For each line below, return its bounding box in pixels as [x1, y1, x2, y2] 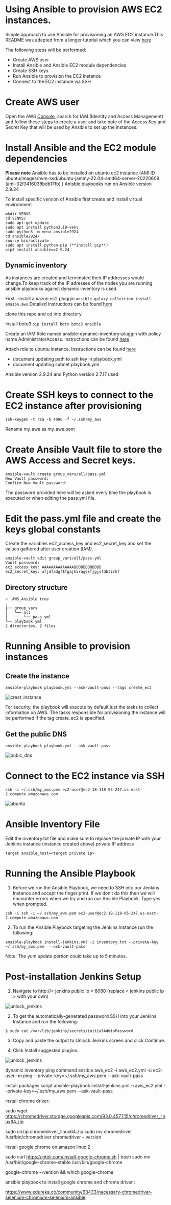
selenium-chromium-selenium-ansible [5, 1194, 86, 1200]
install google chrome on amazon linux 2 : [5, 1144, 93, 1150]
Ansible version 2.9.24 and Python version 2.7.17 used [5, 371, 119, 377]
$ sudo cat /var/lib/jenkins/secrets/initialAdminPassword [5, 1028, 134, 1034]
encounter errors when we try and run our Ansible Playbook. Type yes [12, 895, 161, 901]
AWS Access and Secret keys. [5, 454, 136, 466]
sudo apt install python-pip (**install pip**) [5, 242, 109, 248]
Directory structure [5, 583, 68, 592]
